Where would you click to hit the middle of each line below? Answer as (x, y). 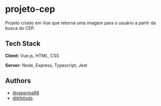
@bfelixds (23, 98)
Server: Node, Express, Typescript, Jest (46, 65)
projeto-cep (30, 9)
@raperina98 (26, 93)
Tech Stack (23, 44)
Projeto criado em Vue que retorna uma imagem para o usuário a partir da (80, 23)
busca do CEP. (20, 28)
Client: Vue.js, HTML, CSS (32, 55)
